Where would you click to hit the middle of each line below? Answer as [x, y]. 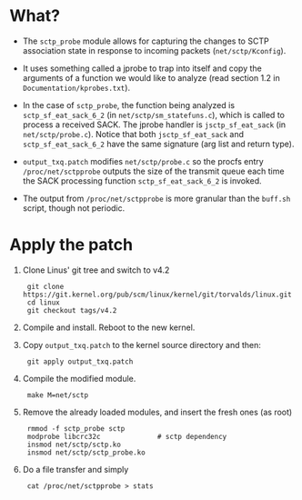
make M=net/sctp [58, 395]
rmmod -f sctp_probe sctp [76, 428]
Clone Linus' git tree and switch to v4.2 [96, 270]
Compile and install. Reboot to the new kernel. [109, 327]
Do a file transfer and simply [75, 469]
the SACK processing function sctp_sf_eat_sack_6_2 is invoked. [142, 180]
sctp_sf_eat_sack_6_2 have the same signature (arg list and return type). [158, 144]
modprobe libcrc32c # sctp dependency [127, 436]
